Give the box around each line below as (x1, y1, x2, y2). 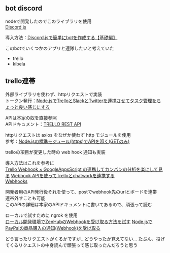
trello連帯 (5, 77, 36, 85)
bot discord (5, 4, 42, 13)
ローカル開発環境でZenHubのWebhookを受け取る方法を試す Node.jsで (5, 218, 153, 225)
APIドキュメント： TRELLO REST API (5, 121, 81, 127)
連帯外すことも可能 (5, 195, 46, 201)
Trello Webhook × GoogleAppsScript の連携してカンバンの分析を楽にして (5, 166, 159, 172)
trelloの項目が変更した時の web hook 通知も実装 (5, 149, 106, 155)
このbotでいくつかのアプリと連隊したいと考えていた (5, 45, 114, 51)
